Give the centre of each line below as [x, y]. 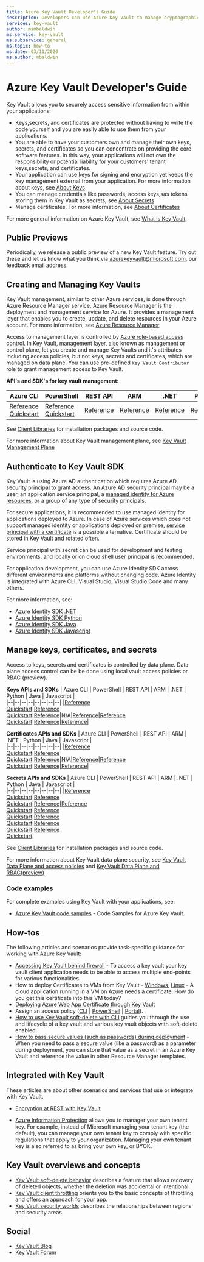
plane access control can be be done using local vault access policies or [97, 671]
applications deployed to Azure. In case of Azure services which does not [99, 519]
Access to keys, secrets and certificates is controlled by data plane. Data [97, 664]
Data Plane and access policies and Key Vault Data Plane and [83, 866]
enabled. [26, 1030]
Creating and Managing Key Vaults [73, 284]
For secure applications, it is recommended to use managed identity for [96, 512]
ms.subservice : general [36, 40]
